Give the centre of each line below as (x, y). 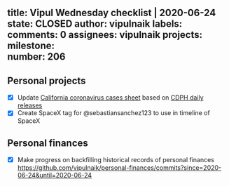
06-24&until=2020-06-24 (55, 175)
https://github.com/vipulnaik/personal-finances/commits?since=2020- (119, 168)
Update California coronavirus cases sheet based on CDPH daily (111, 98)
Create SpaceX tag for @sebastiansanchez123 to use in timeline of (113, 113)
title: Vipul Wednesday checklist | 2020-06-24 (112, 13)
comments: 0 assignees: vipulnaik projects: (105, 35)
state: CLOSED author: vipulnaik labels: (95, 24)
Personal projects (47, 80)
